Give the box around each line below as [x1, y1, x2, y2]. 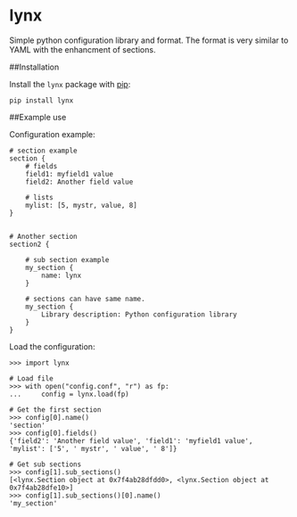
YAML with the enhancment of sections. [9, 44, 156, 54]
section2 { [9, 240, 50, 249]
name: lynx [41, 271, 82, 280]
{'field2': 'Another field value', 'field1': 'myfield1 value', [9, 436, 253, 446]
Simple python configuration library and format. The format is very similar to [9, 35, 289, 45]
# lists [25, 193, 54, 201]
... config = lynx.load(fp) [9, 390, 129, 398]
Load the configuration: [9, 341, 95, 352]
